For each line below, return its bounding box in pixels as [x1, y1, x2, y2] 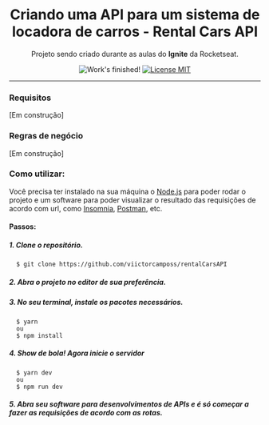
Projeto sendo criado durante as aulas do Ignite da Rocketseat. [31, 49, 239, 58]
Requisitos [9, 92, 51, 103]
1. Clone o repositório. [9, 240, 83, 250]
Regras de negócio [9, 130, 83, 142]
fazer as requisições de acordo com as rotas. [9, 408, 163, 418]
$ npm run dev [16, 383, 63, 391]
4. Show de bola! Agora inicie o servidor [9, 348, 144, 358]
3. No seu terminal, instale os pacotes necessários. [9, 298, 184, 307]
